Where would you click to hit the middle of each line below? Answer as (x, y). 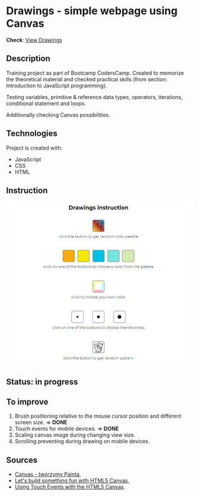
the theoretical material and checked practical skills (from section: (87, 79)
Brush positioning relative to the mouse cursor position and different (98, 416)
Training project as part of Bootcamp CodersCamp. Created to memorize (95, 73)
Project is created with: (34, 148)
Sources (22, 460)
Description (28, 58)
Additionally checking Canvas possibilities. (58, 115)
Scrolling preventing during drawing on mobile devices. (82, 441)
